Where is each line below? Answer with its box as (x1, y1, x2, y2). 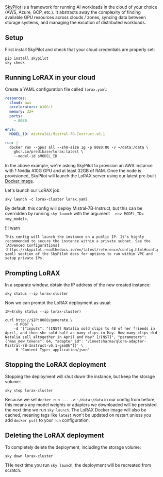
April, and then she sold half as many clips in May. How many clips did (5, 330, 158, 335)
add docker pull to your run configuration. (5, 417, 90, 423)
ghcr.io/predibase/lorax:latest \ (14, 149, 83, 154)
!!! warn (5, 225, 20, 231)
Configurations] (26, 243, 60, 248)
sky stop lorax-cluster (5, 388, 53, 393)
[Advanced (5, 243, 25, 248)
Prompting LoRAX (5, 269, 61, 277)
